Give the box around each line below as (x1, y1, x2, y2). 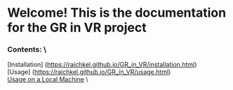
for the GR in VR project (7, 20, 147, 36)
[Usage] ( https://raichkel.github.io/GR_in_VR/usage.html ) (7, 68, 171, 76)
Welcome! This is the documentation (7, 5, 227, 21)
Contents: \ (7, 45, 47, 54)
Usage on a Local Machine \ (7, 75, 88, 84)
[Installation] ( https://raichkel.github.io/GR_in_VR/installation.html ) (7, 61, 197, 69)
